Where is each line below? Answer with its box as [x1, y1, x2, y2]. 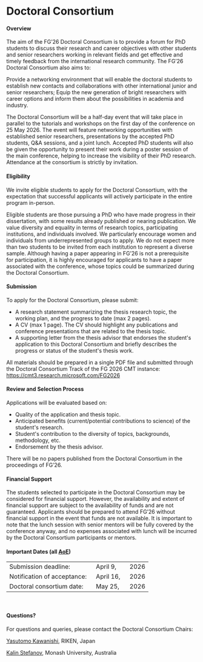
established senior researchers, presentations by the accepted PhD [6, 133, 175, 140]
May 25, [96, 582, 120, 591]
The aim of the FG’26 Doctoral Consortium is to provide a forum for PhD [6, 38, 186, 46]
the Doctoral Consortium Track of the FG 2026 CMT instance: [6, 365, 161, 372]
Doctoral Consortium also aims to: [6, 64, 92, 71]
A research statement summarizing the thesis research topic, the [15, 308, 177, 315]
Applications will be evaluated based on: [6, 399, 107, 406]
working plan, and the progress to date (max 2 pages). [15, 314, 151, 322]
